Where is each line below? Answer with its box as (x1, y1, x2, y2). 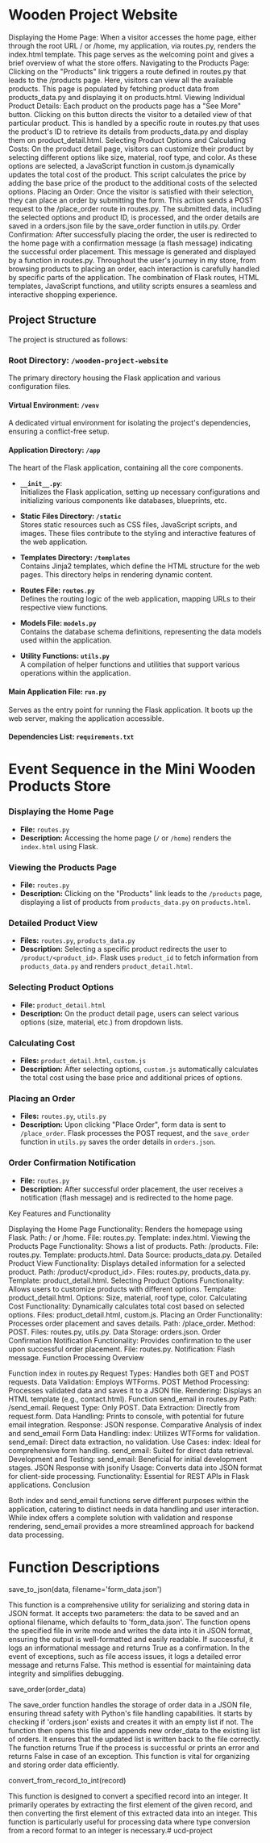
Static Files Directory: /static (19, 511, 122, 521)
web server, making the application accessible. (8, 713, 164, 723)
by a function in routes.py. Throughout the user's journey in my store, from (8, 255, 256, 265)
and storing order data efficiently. (8, 1760, 119, 1770)
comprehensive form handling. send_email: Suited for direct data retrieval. (8, 1445, 255, 1455)
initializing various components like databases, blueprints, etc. (19, 496, 227, 505)
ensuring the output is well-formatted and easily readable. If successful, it (8, 1635, 254, 1644)
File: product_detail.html (19, 999, 106, 1010)
